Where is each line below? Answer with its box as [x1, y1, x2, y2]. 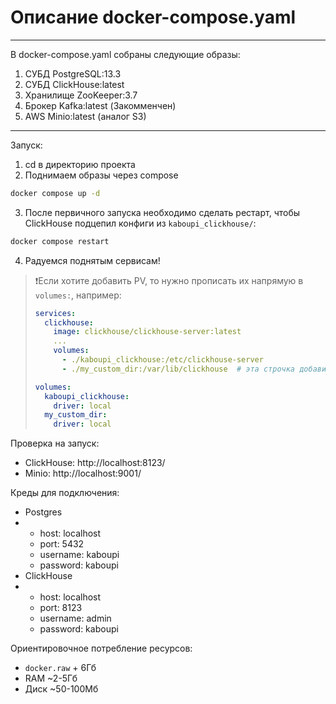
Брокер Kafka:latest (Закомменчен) [24, 99, 177, 111]
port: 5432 [39, 538, 85, 550]
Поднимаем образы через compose [24, 169, 179, 181]
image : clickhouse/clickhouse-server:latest [53, 327, 242, 337]
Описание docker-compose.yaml [10, 6, 297, 29]
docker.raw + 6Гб [24, 662, 97, 674]
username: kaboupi [39, 549, 120, 561]
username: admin [39, 612, 112, 625]
